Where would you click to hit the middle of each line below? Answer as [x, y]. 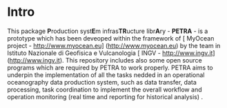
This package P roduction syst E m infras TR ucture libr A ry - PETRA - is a [108, 31]
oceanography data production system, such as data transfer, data [102, 82]
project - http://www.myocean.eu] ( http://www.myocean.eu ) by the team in [114, 45]
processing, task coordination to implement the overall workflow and [105, 89]
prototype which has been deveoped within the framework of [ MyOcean [111, 38]
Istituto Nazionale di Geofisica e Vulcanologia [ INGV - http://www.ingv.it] [111, 53]
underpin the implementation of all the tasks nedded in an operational [106, 75]
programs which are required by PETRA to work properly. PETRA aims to [110, 67]
